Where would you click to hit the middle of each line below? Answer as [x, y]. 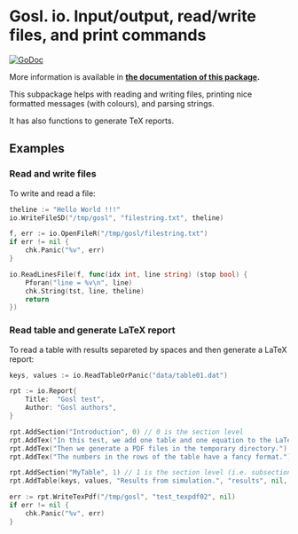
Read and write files [53, 174]
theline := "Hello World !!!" [65, 209]
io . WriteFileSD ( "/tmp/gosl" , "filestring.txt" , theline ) [117, 218]
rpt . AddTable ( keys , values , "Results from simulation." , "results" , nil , [149, 481]
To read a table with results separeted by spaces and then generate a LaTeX [148, 349]
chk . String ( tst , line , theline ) [85, 291]
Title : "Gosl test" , [65, 400]
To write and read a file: [52, 193]
